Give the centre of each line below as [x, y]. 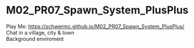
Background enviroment [35, 39]
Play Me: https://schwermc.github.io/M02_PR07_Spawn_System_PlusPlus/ [95, 26]
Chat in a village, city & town [40, 32]
